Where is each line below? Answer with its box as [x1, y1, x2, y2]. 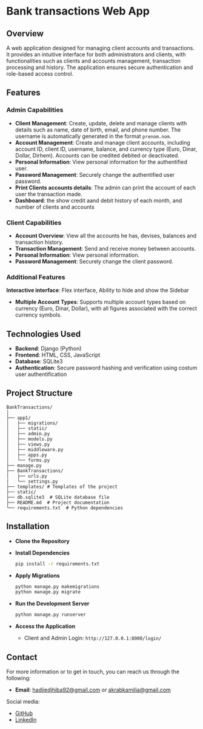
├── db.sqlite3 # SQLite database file [6, 494, 110, 500]
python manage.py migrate [15, 589, 81, 595]
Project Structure [6, 388, 73, 398]
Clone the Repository [15, 537, 70, 544]
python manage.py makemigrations [15, 583, 100, 590]
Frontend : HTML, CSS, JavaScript [15, 351, 101, 358]
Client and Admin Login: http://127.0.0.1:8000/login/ [24, 635, 162, 642]
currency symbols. [15, 311, 62, 318]
